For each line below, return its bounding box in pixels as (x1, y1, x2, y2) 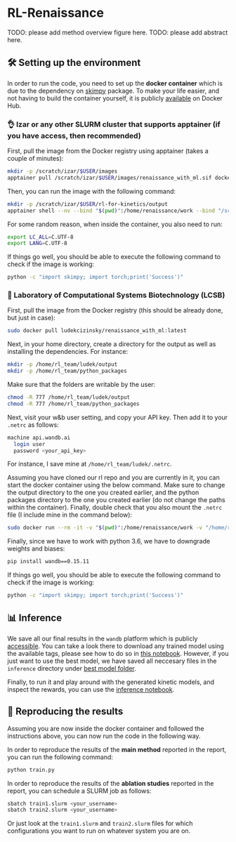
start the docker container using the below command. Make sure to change (7, 481, 225, 489)
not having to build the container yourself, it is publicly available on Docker (7, 93, 223, 103)
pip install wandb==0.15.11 (7, 558, 90, 565)
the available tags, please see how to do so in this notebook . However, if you (7, 649, 229, 657)
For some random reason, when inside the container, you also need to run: (7, 220, 223, 228)
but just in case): (7, 314, 56, 322)
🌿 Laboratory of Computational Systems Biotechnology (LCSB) (7, 290, 225, 300)
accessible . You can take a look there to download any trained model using (7, 641, 225, 650)
